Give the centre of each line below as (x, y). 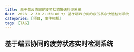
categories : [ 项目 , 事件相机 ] (33, 18)
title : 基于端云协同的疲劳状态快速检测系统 (43, 9)
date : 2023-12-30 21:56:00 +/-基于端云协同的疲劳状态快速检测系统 (67, 14)
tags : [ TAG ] (17, 23)
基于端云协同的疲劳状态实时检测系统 (59, 44)
